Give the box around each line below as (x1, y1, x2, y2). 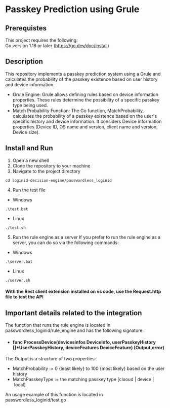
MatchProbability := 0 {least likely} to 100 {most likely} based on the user (12, 365, 165, 371)
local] (14, 382, 26, 388)
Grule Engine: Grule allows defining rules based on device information (12, 91, 158, 97)
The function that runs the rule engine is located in (5, 322, 111, 328)
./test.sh (5, 225, 26, 230)
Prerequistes (5, 24, 47, 32)
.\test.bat (5, 207, 28, 212)
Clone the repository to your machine (12, 162, 91, 168)
